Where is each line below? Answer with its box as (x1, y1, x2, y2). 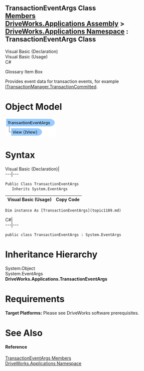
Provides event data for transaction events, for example (5, 78, 119, 84)
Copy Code (55, 196, 80, 202)
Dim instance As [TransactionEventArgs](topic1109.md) (5, 208, 122, 213)
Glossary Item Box (5, 68, 43, 74)
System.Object (5, 265, 35, 271)
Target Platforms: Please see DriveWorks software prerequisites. (5, 310, 140, 316)
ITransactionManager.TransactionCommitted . (5, 83, 98, 89)
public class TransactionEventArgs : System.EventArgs (5, 232, 122, 237)
